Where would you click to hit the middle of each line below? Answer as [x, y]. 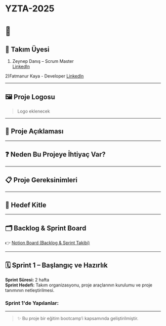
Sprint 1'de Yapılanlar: [32, 303]
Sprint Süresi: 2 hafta [27, 280]
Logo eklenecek [34, 111]
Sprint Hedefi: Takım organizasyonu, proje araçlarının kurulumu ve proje [79, 285]
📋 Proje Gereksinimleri [41, 180]
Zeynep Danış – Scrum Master [43, 61]
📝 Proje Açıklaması [34, 131]
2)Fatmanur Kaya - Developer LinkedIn [44, 76]
